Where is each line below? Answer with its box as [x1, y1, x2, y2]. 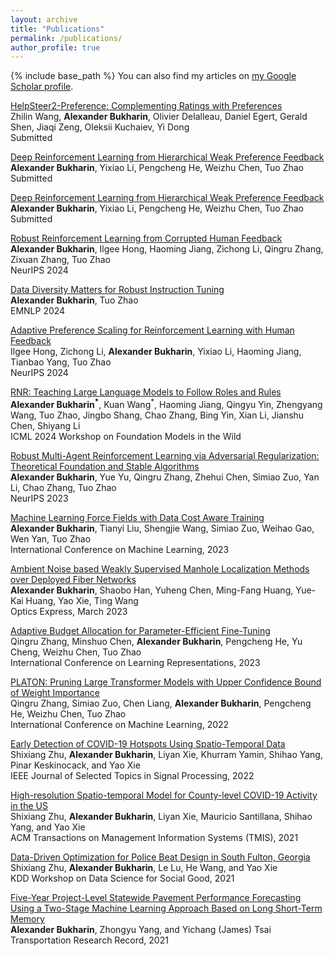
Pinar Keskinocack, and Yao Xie [10, 759, 141, 771]
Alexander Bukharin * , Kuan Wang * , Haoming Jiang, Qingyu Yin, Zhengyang [10, 397, 323, 410]
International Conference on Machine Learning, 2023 [10, 543, 230, 555]
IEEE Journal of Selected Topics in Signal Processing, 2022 [10, 769, 255, 781]
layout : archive [10, 14, 78, 25]
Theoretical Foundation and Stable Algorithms [10, 460, 200, 472]
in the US [10, 799, 48, 811]
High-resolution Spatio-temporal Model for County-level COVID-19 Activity [10, 789, 318, 801]
